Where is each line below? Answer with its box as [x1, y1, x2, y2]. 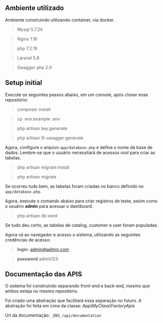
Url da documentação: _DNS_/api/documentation [5, 312, 102, 318]
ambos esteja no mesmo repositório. [5, 288, 79, 294]
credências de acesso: [5, 237, 51, 243]
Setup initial [5, 78, 42, 87]
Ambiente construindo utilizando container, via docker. [5, 17, 115, 23]
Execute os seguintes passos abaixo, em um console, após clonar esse [5, 92, 148, 98]
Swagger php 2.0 [17, 64, 52, 70]
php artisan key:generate [17, 125, 68, 131]
